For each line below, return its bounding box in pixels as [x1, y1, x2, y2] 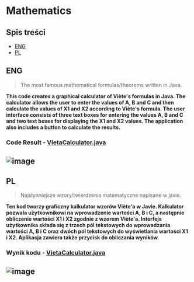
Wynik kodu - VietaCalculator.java [6, 248, 106, 256]
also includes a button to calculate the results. [6, 124, 121, 131]
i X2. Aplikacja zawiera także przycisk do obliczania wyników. [6, 234, 160, 241]
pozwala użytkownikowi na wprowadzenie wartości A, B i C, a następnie [6, 209, 185, 216]
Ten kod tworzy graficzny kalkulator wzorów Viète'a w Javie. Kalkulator [6, 203, 184, 210]
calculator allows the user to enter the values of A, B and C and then [6, 99, 174, 106]
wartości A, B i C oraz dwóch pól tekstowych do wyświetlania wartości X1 [6, 228, 188, 235]
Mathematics [6, 4, 72, 18]
